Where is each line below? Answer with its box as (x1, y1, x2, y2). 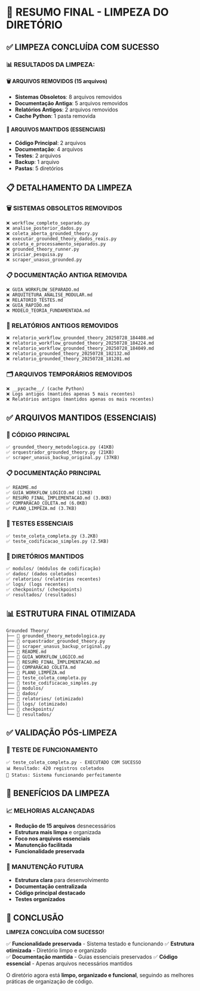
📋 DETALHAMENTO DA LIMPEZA (6, 183, 133, 193)
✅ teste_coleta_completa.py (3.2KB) (6, 533, 99, 539)
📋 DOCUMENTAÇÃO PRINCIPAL (6, 469, 101, 478)
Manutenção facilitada (14, 841, 73, 849)
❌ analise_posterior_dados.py (6, 225, 82, 231)
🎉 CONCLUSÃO (6, 913, 64, 923)
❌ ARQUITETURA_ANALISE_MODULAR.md (6, 291, 93, 298)
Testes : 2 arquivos (14, 152, 61, 159)
